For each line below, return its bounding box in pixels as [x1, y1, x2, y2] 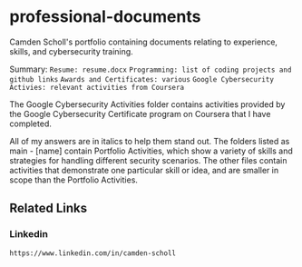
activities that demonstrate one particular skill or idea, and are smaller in [9, 164, 279, 175]
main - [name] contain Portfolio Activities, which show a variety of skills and [9, 145, 293, 156]
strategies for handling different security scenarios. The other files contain [9, 154, 287, 165]
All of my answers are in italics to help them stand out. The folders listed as [9, 135, 290, 146]
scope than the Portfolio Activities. [9, 174, 139, 185]
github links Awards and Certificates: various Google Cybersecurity [9, 74, 275, 84]
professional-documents [9, 6, 201, 27]
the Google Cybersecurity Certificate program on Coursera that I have [9, 108, 271, 119]
